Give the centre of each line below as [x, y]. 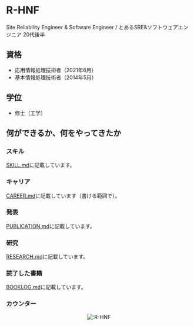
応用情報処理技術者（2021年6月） [56, 70]
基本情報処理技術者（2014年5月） [56, 77]
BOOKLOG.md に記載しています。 [46, 287]
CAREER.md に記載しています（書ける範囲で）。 [63, 196]
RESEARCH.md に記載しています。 [47, 257]
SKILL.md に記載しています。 [41, 165]
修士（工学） [30, 113]
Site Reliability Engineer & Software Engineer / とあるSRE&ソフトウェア [92, 27]
